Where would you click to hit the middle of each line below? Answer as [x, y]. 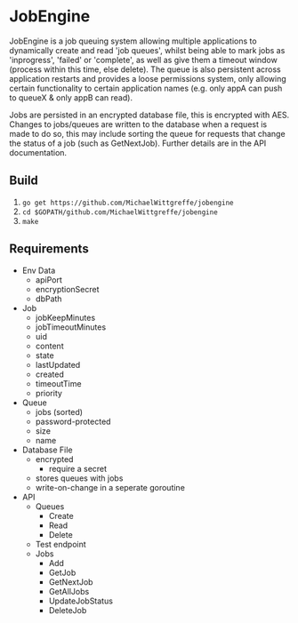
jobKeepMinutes [65, 317]
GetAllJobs [69, 591]
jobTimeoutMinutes [71, 327]
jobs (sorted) [59, 411]
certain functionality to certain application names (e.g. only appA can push [146, 88]
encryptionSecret [67, 289]
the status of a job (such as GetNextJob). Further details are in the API [138, 143]
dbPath [48, 299]
